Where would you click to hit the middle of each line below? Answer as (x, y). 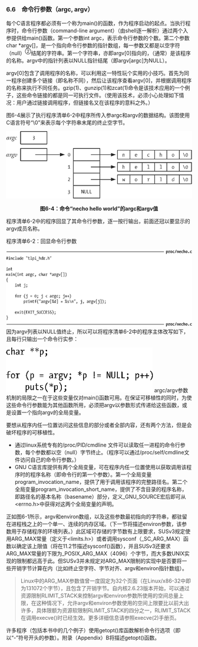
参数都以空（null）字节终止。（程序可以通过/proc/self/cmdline (110, 452)
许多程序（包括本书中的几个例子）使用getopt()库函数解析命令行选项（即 (93, 630)
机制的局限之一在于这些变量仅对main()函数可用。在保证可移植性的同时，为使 (99, 398)
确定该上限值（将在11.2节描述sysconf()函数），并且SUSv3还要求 (93, 546)
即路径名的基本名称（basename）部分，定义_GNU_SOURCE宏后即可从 (100, 496)
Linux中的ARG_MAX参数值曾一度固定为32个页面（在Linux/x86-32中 (103, 581)
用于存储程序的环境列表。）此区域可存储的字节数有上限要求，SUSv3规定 (98, 531)
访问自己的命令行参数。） (49, 460)
